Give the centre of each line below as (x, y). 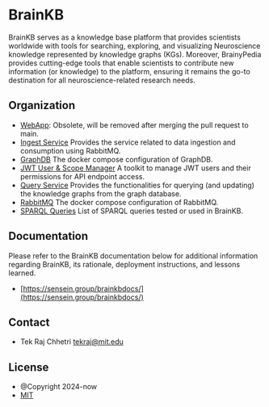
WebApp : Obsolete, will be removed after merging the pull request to (134, 125)
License (29, 367)
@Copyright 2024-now (59, 387)
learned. (22, 273)
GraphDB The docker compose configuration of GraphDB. (116, 159)
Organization (42, 105)
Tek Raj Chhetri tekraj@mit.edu (71, 342)
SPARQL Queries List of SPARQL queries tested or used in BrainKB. (132, 211)
